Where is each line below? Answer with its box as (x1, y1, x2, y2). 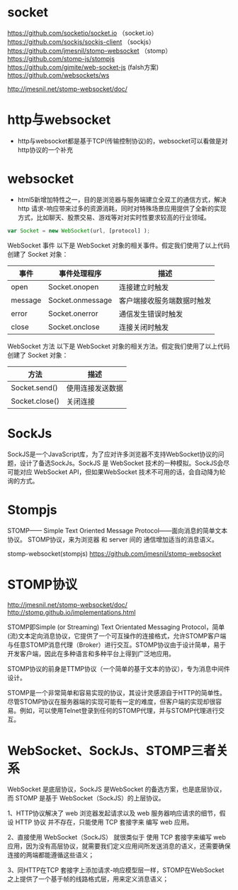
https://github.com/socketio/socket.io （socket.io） (7, 28, 158, 37)
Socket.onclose (48, 321, 101, 331)
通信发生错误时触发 (119, 309, 183, 318)
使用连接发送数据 (66, 383, 124, 393)
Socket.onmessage (48, 295, 113, 305)
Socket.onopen (48, 282, 99, 291)
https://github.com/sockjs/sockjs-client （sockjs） (7, 37, 155, 46)
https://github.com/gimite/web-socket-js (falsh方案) (7, 63, 159, 71)
